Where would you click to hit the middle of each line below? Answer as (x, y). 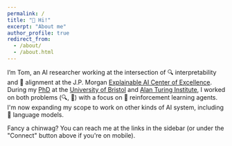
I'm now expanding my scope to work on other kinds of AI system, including (115, 107)
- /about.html (34, 53)
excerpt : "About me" (37, 26)
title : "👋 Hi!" (29, 20)
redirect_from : (29, 39)
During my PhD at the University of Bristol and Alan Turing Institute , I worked (116, 89)
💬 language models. (36, 114)
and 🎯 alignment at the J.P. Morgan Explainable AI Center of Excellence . (110, 82)
